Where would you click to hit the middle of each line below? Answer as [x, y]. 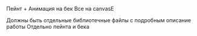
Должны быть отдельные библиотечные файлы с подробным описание [99, 20]
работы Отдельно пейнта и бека [48, 27]
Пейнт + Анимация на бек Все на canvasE [60, 9]
